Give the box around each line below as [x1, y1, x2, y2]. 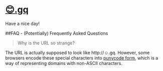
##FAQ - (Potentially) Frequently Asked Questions [5, 30, 108, 36]
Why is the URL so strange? [17, 39, 75, 46]
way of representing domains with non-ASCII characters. [5, 60, 123, 66]
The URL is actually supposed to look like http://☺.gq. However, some [5, 49, 150, 55]
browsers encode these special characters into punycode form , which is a [5, 54, 158, 61]
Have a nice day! [5, 20, 40, 26]
